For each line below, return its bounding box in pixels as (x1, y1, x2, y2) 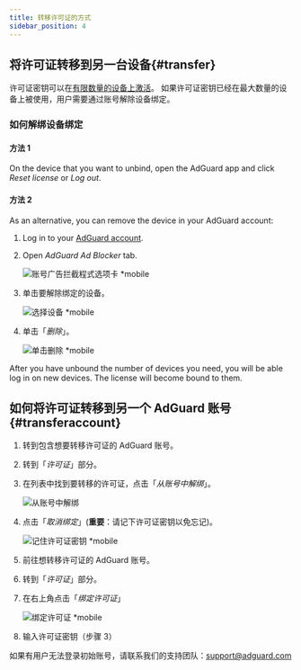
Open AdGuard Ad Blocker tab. (22, 249, 137, 261)
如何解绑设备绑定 (9, 119, 84, 131)
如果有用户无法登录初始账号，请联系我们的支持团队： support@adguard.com (9, 650, 292, 661)
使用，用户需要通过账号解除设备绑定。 (32, 94, 175, 104)
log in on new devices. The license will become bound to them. (9, 372, 243, 383)
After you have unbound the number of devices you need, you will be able (9, 362, 283, 373)
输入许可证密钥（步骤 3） (22, 631, 117, 642)
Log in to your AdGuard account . (22, 232, 144, 243)
